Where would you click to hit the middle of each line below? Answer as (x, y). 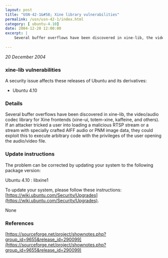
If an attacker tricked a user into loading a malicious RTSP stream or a (77, 125)
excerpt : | (16, 33)
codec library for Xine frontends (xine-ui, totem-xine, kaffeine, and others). (82, 120)
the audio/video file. (26, 141)
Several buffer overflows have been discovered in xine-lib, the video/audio (82, 114)
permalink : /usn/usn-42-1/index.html (44, 19)
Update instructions (30, 154)
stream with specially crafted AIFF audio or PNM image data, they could (79, 131)
